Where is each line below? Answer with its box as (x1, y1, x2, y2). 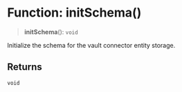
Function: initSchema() (7, 5, 142, 21)
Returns (7, 61, 43, 73)
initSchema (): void (24, 28, 78, 36)
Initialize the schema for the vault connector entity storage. (7, 41, 176, 49)
